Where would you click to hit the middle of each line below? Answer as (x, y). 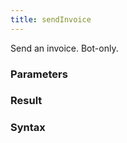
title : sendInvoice (51, 19)
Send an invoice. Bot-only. (64, 48)
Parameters (39, 74)
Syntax (28, 128)
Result (26, 101)
